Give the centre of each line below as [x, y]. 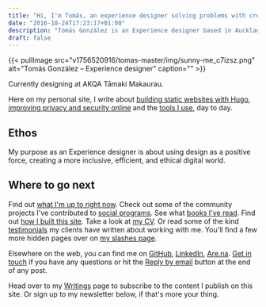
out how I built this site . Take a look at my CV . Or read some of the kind [123, 221]
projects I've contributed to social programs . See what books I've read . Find [132, 213]
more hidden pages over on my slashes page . [83, 238]
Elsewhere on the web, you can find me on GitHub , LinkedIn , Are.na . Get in [130, 253]
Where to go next [51, 185]
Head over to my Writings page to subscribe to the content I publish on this [131, 286]
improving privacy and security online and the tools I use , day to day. [121, 108]
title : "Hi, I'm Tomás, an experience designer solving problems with [127, 15]
